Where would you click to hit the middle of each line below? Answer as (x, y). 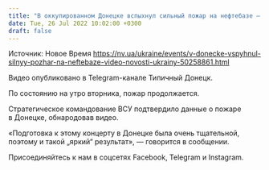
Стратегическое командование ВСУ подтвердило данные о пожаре (125, 109)
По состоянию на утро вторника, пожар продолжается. (104, 93)
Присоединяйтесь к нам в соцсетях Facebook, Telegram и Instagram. (126, 157)
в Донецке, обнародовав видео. (63, 118)
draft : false (30, 31)
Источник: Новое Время (50, 54)
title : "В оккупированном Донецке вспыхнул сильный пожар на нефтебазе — (134, 16)
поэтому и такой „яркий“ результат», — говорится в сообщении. (119, 142)
